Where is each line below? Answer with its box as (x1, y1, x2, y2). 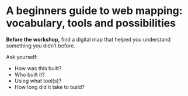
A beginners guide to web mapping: (6, 4, 183, 18)
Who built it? (14, 71, 45, 78)
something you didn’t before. (6, 42, 76, 49)
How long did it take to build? (14, 83, 85, 90)
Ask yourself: (6, 53, 38, 60)
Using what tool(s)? (14, 77, 62, 84)
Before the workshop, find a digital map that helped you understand (6, 36, 171, 43)
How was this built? (14, 64, 62, 71)
